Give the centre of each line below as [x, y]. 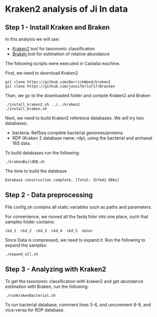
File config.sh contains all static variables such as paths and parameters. [78, 207]
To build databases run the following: [42, 153]
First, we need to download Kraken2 [42, 73]
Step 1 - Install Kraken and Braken [57, 27]
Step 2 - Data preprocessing [49, 195]
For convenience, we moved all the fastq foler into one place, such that [77, 216]
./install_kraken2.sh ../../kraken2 [42, 105]
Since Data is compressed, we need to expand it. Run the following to [75, 240]
